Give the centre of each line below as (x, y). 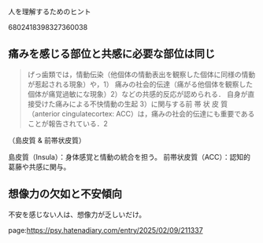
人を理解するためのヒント (50, 11)
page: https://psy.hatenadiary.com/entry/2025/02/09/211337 (106, 230)
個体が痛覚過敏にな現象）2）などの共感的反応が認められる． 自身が (137, 94)
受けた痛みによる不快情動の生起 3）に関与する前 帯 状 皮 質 (131, 104)
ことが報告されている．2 (67, 123)
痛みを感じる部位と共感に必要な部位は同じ (111, 54)
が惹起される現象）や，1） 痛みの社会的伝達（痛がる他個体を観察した (140, 84)
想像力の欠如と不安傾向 (65, 194)
